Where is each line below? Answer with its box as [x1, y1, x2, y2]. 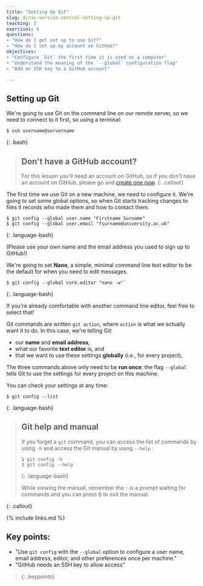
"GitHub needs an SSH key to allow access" [15, 561, 126, 568]
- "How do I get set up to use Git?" [6, 37, 102, 43]
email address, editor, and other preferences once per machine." [15, 554, 177, 562]
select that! [6, 309, 35, 316]
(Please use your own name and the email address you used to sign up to [6, 243, 190, 250]
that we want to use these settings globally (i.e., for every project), [15, 351, 183, 359]
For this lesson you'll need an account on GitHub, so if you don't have [21, 172, 196, 180]
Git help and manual [21, 422, 99, 432]
